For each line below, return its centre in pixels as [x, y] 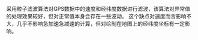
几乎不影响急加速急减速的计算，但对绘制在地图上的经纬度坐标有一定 [100, 24]
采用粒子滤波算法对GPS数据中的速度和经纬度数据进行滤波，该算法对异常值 [98, 9]
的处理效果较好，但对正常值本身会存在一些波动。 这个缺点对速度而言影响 [96, 16]
